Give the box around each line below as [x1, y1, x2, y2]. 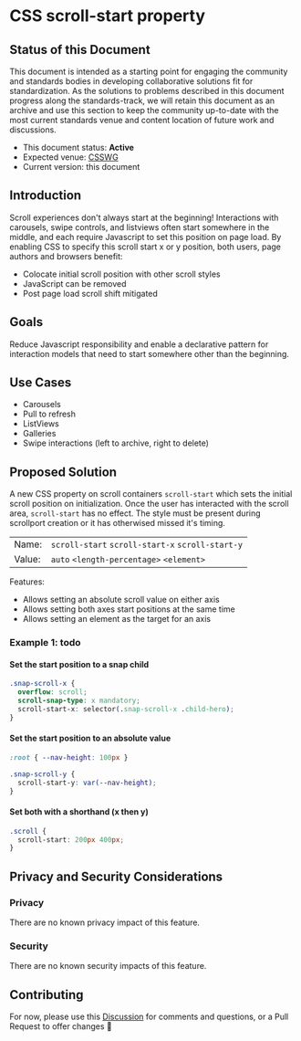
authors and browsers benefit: [9, 250, 123, 261]
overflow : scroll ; [17, 688, 88, 697]
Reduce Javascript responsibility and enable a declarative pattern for [9, 339, 269, 350]
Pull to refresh [22, 408, 76, 420]
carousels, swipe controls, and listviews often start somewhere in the [9, 221, 270, 233]
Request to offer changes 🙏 [9, 1021, 112, 1032]
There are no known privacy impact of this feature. [9, 917, 201, 928]
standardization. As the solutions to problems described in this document [9, 86, 285, 96]
